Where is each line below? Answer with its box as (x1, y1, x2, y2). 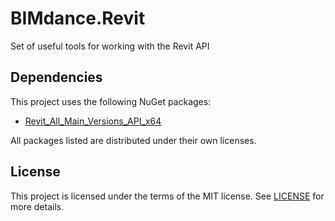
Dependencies (10, 69, 103, 86)
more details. (10, 200, 65, 212)
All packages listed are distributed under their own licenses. (10, 134, 257, 146)
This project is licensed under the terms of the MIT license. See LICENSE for (10, 190, 325, 202)
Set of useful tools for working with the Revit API (10, 40, 210, 52)
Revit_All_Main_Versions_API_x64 (24, 115, 162, 127)
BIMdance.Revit (10, 7, 146, 30)
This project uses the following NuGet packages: (10, 95, 212, 107)
